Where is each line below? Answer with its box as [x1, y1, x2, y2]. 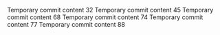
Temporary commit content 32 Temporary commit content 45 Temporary [7, 6, 214, 14]
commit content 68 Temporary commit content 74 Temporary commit [7, 13, 203, 21]
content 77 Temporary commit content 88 [7, 21, 126, 28]
